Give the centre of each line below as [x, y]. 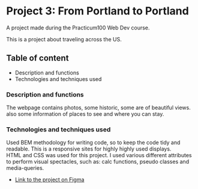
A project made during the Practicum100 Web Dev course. [78, 28]
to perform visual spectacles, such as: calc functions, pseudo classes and [98, 162]
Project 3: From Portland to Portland [97, 11]
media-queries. [25, 168]
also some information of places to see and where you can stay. [85, 114]
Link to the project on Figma [49, 180]
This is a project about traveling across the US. [64, 39]
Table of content [37, 58]
